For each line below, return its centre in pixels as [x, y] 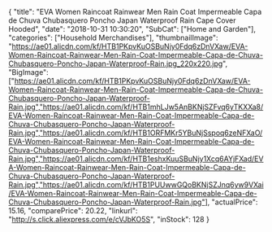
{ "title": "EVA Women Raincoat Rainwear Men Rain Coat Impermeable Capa [135, 12]
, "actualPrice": [233, 202]
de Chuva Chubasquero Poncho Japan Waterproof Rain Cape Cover [123, 20]
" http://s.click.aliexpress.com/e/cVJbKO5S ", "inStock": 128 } [109, 219]
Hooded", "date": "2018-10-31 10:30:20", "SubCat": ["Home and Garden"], [132, 29]
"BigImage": [28, 72]
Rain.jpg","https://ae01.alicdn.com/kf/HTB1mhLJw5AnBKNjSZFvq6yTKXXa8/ [136, 107]
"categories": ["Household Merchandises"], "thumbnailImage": [113, 37]
